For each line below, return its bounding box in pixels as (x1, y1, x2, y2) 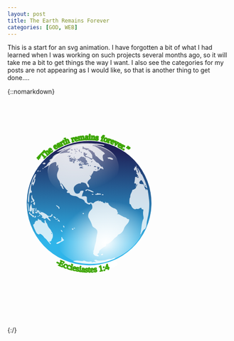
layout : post (7, 10, 46, 18)
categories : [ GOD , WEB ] (7, 24, 78, 31)
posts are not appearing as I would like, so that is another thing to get (7, 66, 211, 75)
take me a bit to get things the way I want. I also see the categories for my (7, 58, 224, 67)
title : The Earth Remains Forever (7, 17, 110, 24)
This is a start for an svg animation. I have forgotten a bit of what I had (7, 44, 213, 52)
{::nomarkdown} (7, 87, 55, 96)
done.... (7, 73, 30, 82)
